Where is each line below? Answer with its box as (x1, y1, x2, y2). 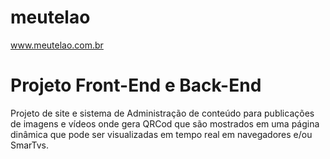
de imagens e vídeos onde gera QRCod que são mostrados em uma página (10, 117, 320, 130)
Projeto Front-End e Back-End (10, 74, 262, 97)
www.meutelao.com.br (10, 39, 104, 51)
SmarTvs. (10, 139, 50, 151)
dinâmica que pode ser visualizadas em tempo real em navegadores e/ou (10, 128, 313, 140)
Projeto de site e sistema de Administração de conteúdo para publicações (10, 107, 315, 119)
